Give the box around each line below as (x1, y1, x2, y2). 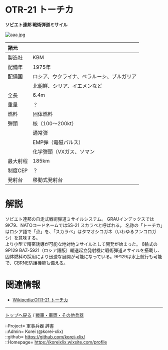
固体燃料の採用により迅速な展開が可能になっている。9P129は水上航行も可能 (5, 253, 162, 259)
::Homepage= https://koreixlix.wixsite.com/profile (5, 339, 107, 345)
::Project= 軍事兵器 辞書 (5, 322, 54, 328)
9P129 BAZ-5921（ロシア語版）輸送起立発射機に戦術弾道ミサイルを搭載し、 (5, 247, 162, 253)
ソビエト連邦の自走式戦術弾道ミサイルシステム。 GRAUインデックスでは (5, 216, 154, 222)
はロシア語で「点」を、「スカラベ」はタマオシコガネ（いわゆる (5, 228, 134, 234)
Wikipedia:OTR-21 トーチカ (12, 296, 68, 303)
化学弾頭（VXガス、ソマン (32, 148, 95, 155)
